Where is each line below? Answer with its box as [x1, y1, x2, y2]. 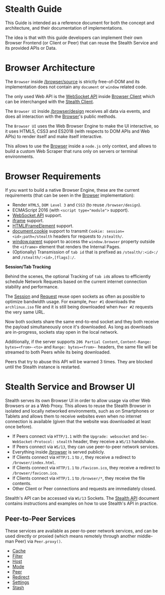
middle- [137, 533, 153, 539]
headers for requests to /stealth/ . [53, 233, 124, 239]
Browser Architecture [5, 63, 95, 73]
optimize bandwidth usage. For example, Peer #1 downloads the [5, 298, 135, 304]
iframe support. [12, 217, 44, 223]
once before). [5, 423, 33, 429]
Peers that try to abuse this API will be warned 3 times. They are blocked [5, 358, 153, 364]
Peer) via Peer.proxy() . [15, 538, 63, 544]
